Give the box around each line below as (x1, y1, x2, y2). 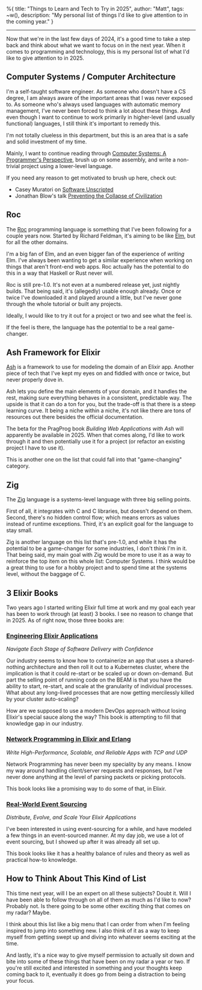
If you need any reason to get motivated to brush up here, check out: (6, 174, 177, 181)
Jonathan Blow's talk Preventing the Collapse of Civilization (14, 192, 162, 199)
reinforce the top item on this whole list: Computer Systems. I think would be (6, 557, 195, 565)
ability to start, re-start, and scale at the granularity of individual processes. (6, 683, 194, 690)
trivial (6, 162, 20, 169)
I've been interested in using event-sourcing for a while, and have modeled (6, 825, 192, 832)
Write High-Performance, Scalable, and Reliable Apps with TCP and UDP (6, 748, 188, 756)
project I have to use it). (6, 444, 65, 451)
